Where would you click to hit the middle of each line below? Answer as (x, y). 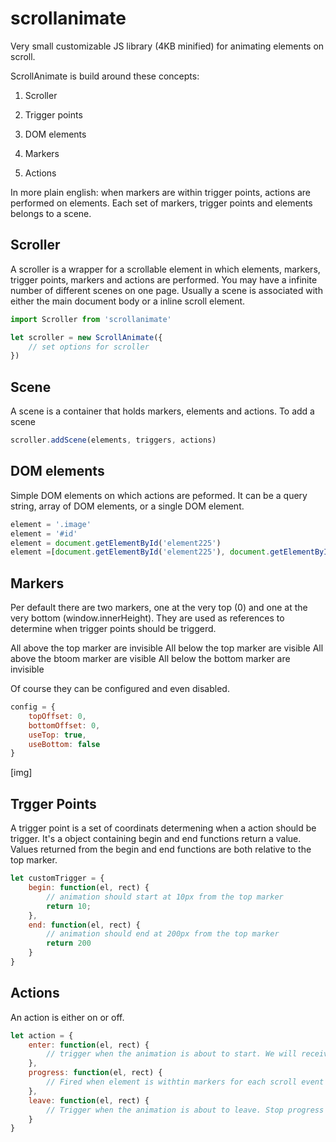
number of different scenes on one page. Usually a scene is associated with (166, 290)
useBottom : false (64, 744)
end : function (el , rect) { (84, 925)
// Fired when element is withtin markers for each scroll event (185, 1082)
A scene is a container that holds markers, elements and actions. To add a (162, 411)
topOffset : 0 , (57, 716)
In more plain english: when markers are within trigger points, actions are (161, 192)
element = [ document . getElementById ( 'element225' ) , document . (140, 552)
